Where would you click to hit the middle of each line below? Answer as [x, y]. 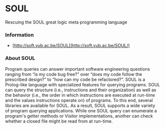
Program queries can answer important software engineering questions [78, 69]
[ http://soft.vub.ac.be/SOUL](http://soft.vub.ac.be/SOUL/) [71, 46]
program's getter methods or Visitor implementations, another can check [79, 116]
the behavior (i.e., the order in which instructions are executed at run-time [80, 95]
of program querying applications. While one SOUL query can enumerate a [81, 110]
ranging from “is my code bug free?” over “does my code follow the [74, 74]
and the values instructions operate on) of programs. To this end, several [79, 100]
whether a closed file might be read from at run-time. [59, 121]
